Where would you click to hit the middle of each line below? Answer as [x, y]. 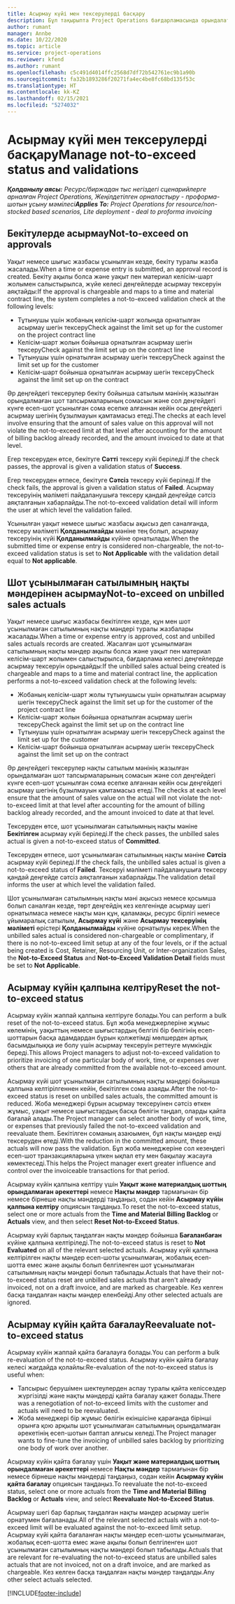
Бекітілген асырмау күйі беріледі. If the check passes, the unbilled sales [113, 834]
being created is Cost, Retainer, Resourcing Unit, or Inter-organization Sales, [117, 950]
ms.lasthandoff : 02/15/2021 [48, 99]
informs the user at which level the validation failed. [81, 884]
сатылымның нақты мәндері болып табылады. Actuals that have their [109, 1273]
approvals [30, 245]
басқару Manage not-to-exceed [102, 155]
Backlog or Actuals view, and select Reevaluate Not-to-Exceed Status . [111, 1499]
